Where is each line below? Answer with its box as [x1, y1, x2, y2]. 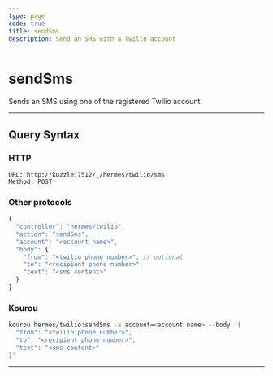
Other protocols [8, 196, 72, 208]
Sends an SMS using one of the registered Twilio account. [8, 97, 203, 107]
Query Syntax [8, 128, 80, 142]
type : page [8, 11, 45, 20]
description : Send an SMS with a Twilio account [8, 34, 176, 43]
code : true [8, 20, 45, 28]
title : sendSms [8, 27, 60, 35]
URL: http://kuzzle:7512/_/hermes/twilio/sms [8, 170, 165, 179]
